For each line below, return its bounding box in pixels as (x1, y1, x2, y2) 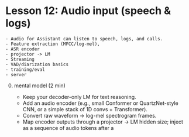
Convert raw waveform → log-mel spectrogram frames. (22, 112, 157, 119)
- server (5, 71, 27, 77)
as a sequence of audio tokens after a (22, 124, 114, 131)
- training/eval (5, 66, 45, 73)
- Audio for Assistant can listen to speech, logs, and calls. (5, 36, 163, 42)
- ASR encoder (5, 46, 40, 52)
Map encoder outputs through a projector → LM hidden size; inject (22, 118, 184, 125)
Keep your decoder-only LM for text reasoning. (22, 93, 136, 100)
